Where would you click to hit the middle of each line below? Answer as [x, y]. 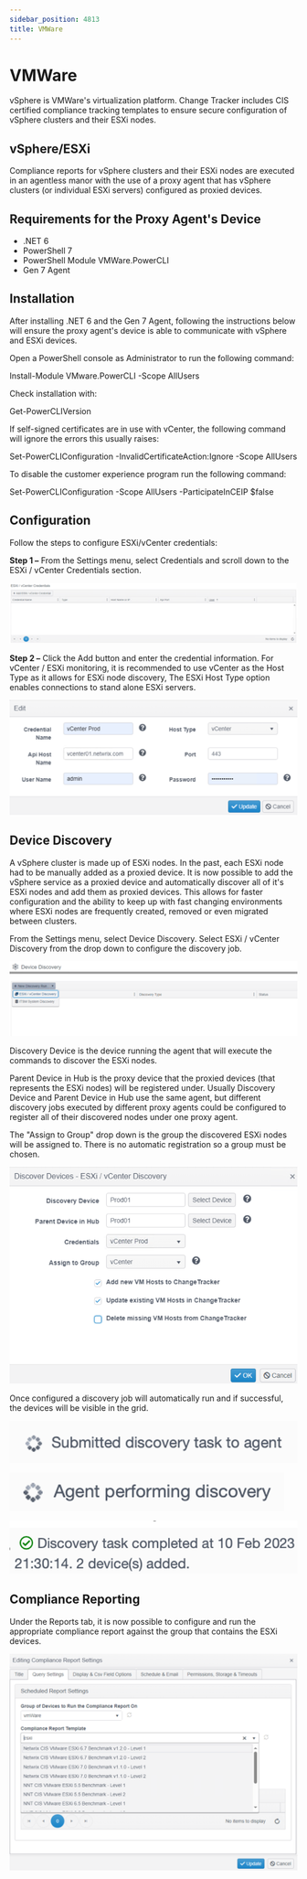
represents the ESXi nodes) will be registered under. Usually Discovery [143, 1087]
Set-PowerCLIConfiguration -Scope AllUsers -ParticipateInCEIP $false [142, 491]
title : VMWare [37, 29]
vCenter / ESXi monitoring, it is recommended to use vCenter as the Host [147, 668]
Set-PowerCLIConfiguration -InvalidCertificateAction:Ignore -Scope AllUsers [153, 456]
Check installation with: [53, 393]
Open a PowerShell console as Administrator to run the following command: [152, 358]
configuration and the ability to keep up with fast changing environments [146, 902]
